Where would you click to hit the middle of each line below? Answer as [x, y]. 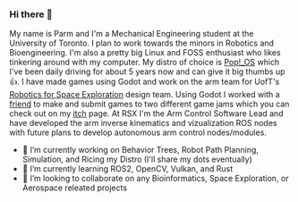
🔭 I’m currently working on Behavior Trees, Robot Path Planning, [140, 150]
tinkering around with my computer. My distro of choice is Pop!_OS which [145, 63]
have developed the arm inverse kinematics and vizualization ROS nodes [143, 123]
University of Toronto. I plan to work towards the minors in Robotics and [142, 43]
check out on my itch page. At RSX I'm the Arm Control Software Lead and [146, 114]
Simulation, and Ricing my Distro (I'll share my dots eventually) [137, 159]
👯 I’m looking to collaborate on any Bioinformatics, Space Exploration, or [155, 179]
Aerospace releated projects [75, 188]
